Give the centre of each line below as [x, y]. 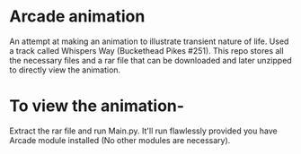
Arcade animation [77, 17]
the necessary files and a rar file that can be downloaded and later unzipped [150, 60]
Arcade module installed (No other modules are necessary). [120, 140]
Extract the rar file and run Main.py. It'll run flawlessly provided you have [143, 131]
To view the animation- [97, 106]
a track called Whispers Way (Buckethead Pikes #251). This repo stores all [147, 50]
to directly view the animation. [65, 70]
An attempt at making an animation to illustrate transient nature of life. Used [149, 41]
